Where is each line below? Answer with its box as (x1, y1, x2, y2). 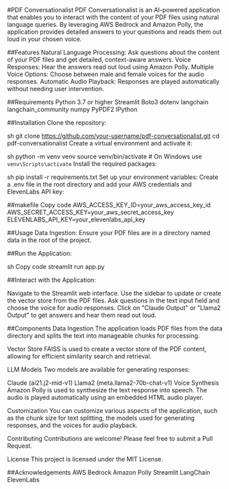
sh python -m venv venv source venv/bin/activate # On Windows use (7, 152, 202, 160)
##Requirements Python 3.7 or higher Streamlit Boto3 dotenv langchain (7, 98, 209, 106)
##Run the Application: (7, 250, 72, 257)
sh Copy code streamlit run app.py (7, 263, 105, 270)
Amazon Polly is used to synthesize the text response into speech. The (7, 386, 208, 394)
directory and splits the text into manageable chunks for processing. (7, 332, 200, 339)
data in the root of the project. (7, 236, 92, 244)
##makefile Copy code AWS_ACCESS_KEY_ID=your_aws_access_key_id (7, 201, 211, 208)
